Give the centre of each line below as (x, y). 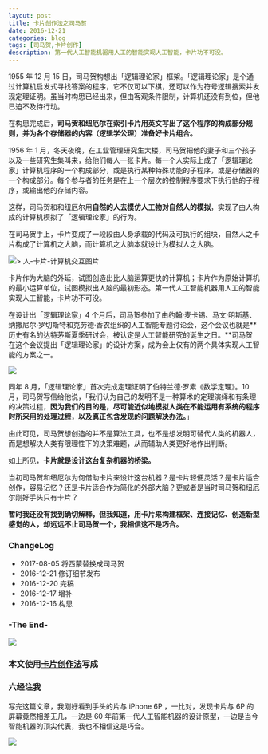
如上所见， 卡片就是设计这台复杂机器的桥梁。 (82, 460)
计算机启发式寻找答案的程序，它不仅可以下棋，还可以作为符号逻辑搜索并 (134, 86)
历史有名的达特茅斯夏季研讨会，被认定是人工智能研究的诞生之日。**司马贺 (131, 335)
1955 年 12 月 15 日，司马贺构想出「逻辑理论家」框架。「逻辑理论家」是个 (128, 76)
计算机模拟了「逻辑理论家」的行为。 (81, 217)
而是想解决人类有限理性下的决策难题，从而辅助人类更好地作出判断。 (120, 443)
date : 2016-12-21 (37, 30)
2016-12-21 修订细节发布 (60, 574)
